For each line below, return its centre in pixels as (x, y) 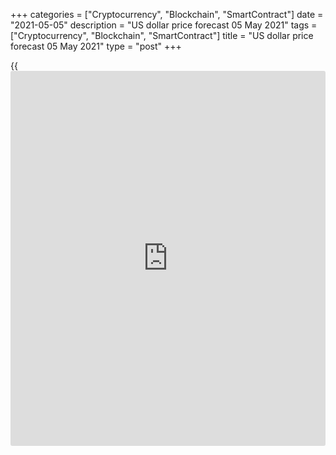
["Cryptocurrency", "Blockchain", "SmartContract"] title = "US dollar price (162, 35)
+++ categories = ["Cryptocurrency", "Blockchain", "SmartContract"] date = (167, 14)
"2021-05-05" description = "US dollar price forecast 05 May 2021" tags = (164, 25)
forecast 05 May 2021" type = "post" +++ (96, 46)
